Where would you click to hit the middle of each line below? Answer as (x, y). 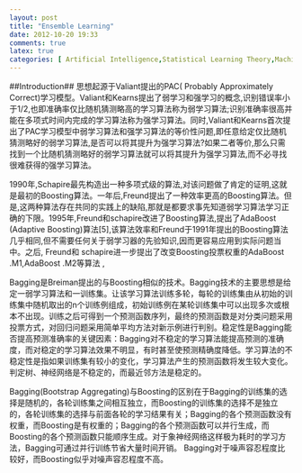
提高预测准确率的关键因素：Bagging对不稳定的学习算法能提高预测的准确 (151, 338)
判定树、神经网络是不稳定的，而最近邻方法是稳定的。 (108, 372)
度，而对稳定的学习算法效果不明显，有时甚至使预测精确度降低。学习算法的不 (151, 350)
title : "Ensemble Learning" (62, 26)
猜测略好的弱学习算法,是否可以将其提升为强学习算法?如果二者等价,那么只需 (147, 142)
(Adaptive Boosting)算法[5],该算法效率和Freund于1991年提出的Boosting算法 (149, 229)
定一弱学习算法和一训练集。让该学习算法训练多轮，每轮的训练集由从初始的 (147, 293)
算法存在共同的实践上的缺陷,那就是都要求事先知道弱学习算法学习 (163, 207)
